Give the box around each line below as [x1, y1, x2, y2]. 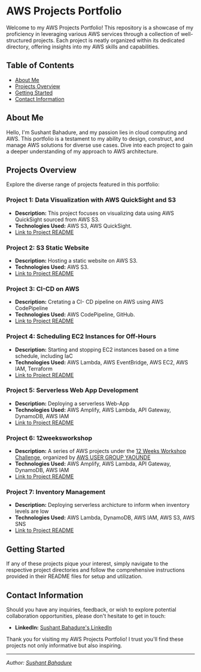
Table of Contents [6, 60, 75, 71]
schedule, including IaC [14, 352, 73, 360]
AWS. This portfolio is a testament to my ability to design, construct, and [6, 135, 184, 142]
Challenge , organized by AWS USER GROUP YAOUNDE [14, 454, 151, 461]
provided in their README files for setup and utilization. [6, 573, 143, 580]
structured [6, 37, 32, 44]
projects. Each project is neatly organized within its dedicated [33, 37, 185, 44]
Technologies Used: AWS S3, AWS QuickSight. [14, 222, 132, 229]
